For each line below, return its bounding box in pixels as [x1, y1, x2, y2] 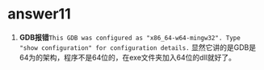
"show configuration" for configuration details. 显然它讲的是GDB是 [19, 42, 256, 52]
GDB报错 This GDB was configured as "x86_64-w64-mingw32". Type [19, 32, 241, 42]
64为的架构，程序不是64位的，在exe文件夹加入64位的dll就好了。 [19, 52, 236, 62]
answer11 [7, 5, 72, 23]
